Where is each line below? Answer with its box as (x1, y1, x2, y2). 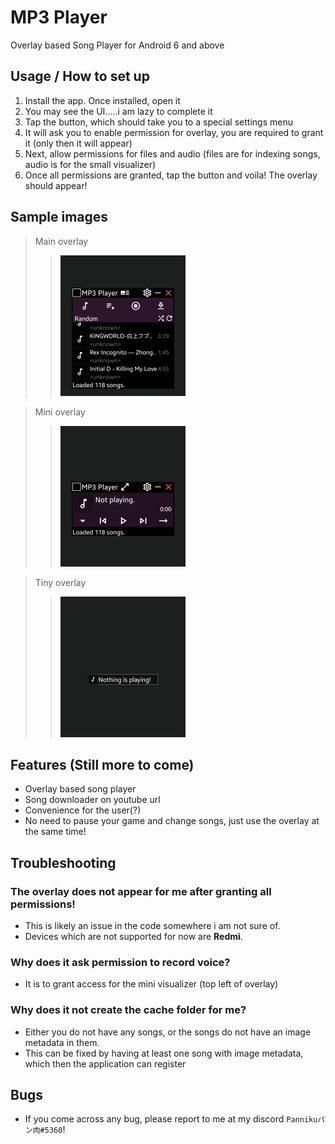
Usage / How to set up (10, 68, 150, 85)
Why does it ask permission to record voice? (10, 955, 231, 969)
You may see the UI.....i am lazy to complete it (24, 105, 213, 117)
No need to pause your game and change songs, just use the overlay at (24, 815, 320, 827)
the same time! (24, 826, 87, 838)
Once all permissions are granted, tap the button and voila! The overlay (24, 169, 318, 181)
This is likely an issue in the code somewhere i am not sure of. (24, 920, 281, 932)
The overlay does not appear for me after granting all (10, 884, 272, 898)
